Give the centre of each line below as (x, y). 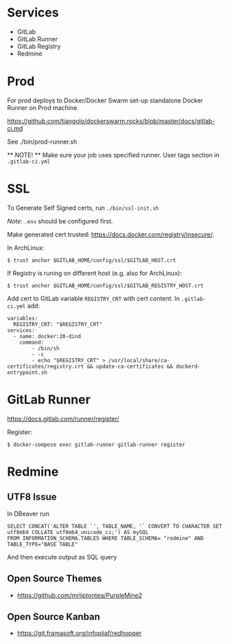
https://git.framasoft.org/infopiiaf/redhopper (79, 633)
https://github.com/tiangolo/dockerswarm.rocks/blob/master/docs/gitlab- (111, 121)
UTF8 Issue (32, 497)
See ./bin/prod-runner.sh (42, 142)
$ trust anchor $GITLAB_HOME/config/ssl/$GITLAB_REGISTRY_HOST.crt (106, 286)
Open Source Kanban (54, 617)
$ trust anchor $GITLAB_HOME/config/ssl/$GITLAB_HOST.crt (92, 260)
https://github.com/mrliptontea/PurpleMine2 (80, 595)
